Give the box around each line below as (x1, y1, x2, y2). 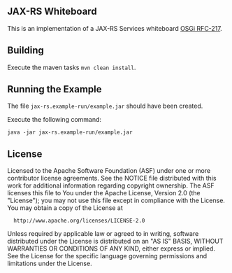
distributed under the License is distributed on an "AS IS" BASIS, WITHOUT (7, 237, 224, 246)
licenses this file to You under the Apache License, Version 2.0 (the (7, 189, 201, 197)
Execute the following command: (7, 115, 102, 124)
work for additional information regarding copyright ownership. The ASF (7, 181, 215, 190)
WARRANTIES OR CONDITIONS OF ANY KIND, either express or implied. (7, 244, 215, 253)
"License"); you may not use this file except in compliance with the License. (7, 196, 226, 205)
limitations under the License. (7, 259, 92, 268)
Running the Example (7, 83, 103, 95)
